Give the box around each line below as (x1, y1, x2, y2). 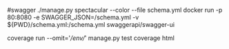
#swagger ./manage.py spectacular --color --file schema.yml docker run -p (7, 6, 223, 14)
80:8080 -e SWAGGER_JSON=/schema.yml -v (7, 13, 139, 21)
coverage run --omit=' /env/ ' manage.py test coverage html (7, 34, 175, 42)
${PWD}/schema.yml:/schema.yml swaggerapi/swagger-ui (7, 21, 175, 28)
